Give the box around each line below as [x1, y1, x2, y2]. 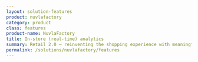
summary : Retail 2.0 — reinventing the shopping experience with [6, 42, 170, 48]
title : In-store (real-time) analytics [6, 36, 104, 42]
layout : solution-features [6, 8, 72, 15]
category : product [6, 19, 51, 25]
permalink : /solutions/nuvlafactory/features [6, 47, 120, 53]
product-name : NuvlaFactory [6, 31, 75, 37]
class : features [6, 25, 46, 31]
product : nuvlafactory [6, 14, 62, 20]
